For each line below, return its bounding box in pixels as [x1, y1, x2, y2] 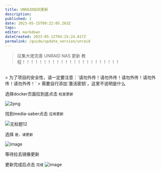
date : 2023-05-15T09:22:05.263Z [5, 20, 71, 26]
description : [5, 12, 32, 17]
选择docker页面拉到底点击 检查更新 [5, 91, 74, 96]
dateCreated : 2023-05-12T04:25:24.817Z [5, 35, 86, 39]
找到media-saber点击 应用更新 [5, 111, 64, 116]
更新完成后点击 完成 [5, 161, 44, 167]
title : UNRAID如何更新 [5, 7, 48, 12]
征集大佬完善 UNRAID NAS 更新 [17, 53, 80, 58]
